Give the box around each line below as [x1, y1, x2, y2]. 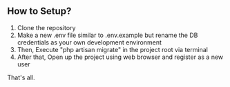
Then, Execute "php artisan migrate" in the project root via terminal [17, 45, 209, 53]
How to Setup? [7, 5, 72, 17]
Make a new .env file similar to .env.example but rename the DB [17, 31, 198, 39]
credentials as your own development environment [17, 38, 162, 47]
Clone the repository [17, 23, 76, 32]
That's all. [7, 73, 35, 82]
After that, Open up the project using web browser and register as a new [17, 53, 224, 61]
